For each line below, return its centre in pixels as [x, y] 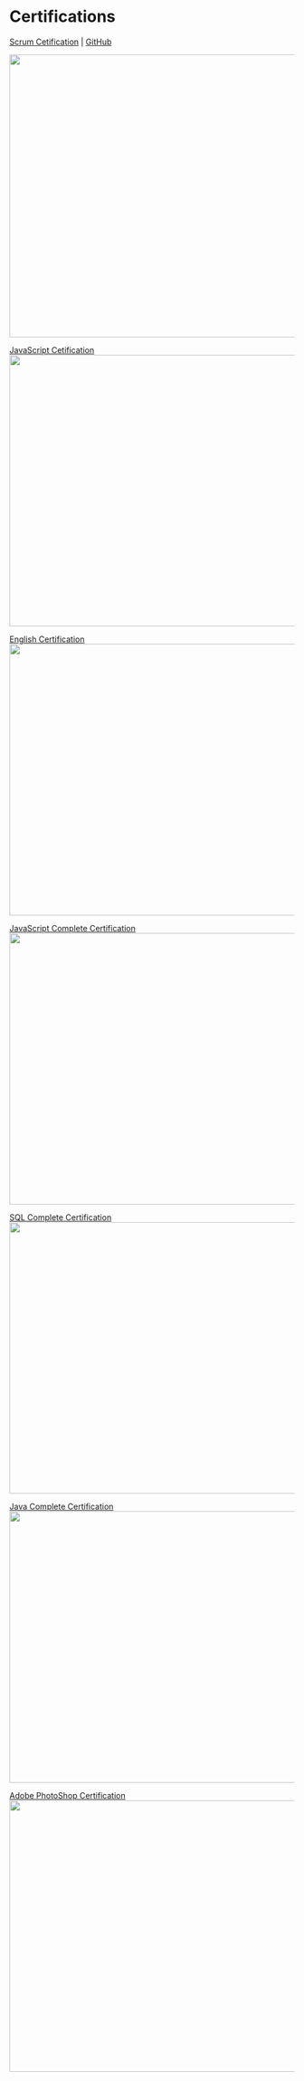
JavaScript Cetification [52, 349]
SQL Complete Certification [61, 1217]
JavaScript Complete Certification [72, 928]
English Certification [47, 639]
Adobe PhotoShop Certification [67, 1795]
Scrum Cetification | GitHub [61, 42]
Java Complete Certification [62, 1506]
